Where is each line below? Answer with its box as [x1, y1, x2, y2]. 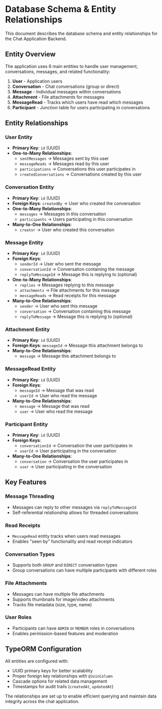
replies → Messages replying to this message [19, 282, 114, 288]
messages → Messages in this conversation [19, 211, 106, 217]
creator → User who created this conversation [19, 227, 115, 233]
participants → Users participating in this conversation [19, 216, 133, 222]
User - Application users [12, 78, 63, 84]
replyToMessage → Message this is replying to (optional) [19, 314, 133, 320]
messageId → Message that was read [19, 387, 94, 393]
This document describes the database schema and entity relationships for [5, 30, 158, 36]
